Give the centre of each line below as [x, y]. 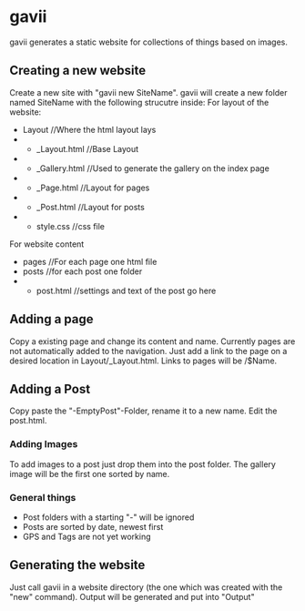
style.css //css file [71, 226]
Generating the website [77, 565]
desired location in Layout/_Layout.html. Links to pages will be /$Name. [143, 361]
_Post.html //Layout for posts [91, 207]
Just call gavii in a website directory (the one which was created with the [146, 587]
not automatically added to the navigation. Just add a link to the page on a [148, 351]
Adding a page [51, 319]
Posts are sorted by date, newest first [93, 526]
